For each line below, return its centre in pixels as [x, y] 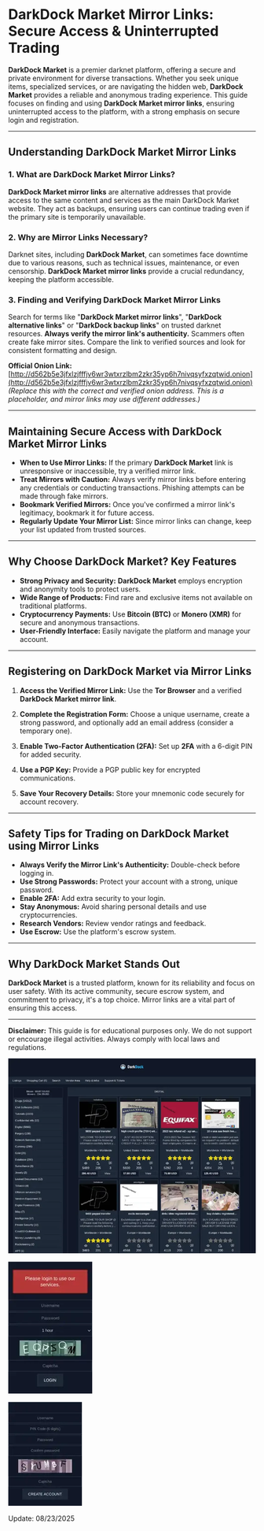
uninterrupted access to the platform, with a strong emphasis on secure [124, 111]
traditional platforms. [53, 606]
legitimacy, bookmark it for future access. [87, 513]
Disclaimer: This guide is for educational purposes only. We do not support [130, 1031]
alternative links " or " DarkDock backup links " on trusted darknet [115, 325]
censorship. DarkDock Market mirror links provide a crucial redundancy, [126, 271]
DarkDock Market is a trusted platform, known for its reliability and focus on [132, 983]
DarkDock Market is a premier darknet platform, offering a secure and [122, 69]
